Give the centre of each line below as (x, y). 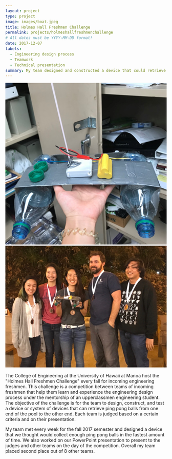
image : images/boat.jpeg (32, 22)
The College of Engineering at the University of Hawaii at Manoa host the (82, 375)
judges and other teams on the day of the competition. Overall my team (80, 445)
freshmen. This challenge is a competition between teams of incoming (79, 386)
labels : (14, 49)
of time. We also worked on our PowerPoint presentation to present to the (83, 440)
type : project (20, 16)
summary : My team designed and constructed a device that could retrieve (86, 70)
